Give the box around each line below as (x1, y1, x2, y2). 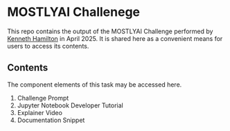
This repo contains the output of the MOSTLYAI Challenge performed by (7, 27, 213, 35)
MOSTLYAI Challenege (7, 4, 141, 20)
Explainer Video (17, 108, 62, 116)
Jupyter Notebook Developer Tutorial (17, 101, 123, 110)
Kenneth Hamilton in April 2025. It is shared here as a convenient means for (7, 34, 223, 42)
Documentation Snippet (17, 116, 85, 124)
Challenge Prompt (17, 94, 69, 102)
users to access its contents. (7, 42, 89, 50)
